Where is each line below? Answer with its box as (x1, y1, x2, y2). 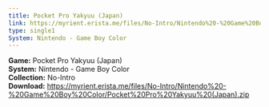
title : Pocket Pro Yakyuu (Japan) (8, 11, 124, 20)
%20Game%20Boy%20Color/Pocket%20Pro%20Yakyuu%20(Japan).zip (8, 89, 250, 100)
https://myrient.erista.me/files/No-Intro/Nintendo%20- (46, 81, 227, 91)
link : (8, 19, 26, 27)
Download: (8, 81, 46, 91)
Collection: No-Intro (8, 73, 76, 82)
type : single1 (8, 26, 56, 34)
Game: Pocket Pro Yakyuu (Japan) (8, 56, 122, 65)
